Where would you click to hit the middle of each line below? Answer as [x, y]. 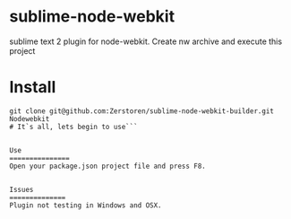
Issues [21, 189]
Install [33, 88]
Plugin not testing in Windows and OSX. [86, 205]
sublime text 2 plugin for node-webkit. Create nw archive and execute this [146, 41]
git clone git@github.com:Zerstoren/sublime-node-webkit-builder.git [142, 111]
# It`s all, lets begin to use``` [74, 127]
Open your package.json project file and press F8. [107, 166]
